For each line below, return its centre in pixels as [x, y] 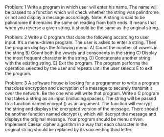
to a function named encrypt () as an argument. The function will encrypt [79, 104]
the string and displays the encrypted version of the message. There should [82, 109]
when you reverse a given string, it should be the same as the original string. [82, 28]
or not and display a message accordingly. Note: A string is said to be [75, 17]
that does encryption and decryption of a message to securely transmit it [79, 88]
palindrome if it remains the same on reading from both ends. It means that [81, 22]
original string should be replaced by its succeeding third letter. [69, 129]
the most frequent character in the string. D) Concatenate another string [78, 58]
